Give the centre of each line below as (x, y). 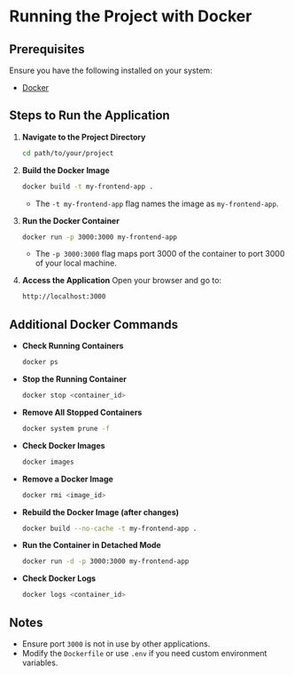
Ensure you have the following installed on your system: (111, 70)
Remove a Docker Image (67, 479)
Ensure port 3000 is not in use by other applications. (116, 643)
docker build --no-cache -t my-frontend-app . (109, 528)
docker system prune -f (66, 428)
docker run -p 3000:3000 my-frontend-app (100, 237)
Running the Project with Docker (131, 16)
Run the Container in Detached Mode (91, 545)
